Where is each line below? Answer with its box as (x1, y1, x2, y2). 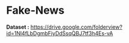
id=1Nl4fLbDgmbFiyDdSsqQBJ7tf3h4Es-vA (6, 29, 113, 36)
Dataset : (6, 23, 29, 30)
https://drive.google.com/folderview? (30, 23, 123, 30)
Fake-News (6, 4, 65, 17)
